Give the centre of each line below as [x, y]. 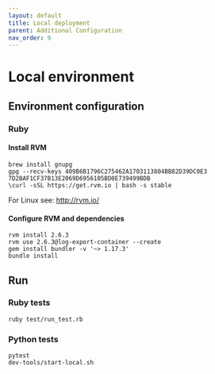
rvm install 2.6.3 [38, 235]
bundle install [33, 256]
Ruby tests [29, 303]
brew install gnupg [40, 164]
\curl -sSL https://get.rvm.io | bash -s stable [90, 185]
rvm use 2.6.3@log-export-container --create [84, 242]
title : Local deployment [49, 23]
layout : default [35, 15]
